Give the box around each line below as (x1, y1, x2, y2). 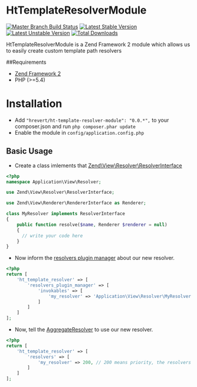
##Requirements (6, 58, 47, 66)
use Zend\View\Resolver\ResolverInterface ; (6, 190, 115, 196)
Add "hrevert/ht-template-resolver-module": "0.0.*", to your (14, 116, 169, 123)
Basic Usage (6, 146, 53, 157)
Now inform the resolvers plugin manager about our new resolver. (14, 255, 175, 262)
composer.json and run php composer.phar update (14, 122, 136, 130)
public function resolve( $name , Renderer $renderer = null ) (17, 222, 168, 227)
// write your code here (21, 233, 83, 239)
